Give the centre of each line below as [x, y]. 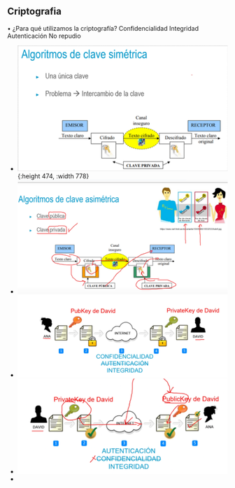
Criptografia [34, 12]
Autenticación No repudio [44, 36]
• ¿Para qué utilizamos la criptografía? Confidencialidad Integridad [103, 28]
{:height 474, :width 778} [53, 176]
